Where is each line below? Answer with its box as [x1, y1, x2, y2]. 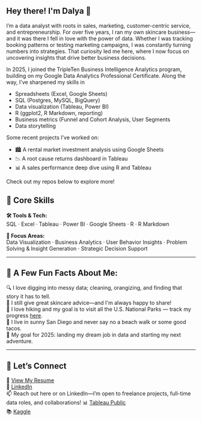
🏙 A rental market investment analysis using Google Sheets [14, 146, 164, 153]
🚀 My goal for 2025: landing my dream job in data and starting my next [6, 331, 182, 338]
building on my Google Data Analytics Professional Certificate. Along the [6, 72, 186, 79]
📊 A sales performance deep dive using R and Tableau [14, 164, 151, 171]
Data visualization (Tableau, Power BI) [14, 103, 109, 110]
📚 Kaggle [6, 408, 31, 416]
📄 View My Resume [6, 377, 55, 384]
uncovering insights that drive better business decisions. [6, 54, 147, 61]
